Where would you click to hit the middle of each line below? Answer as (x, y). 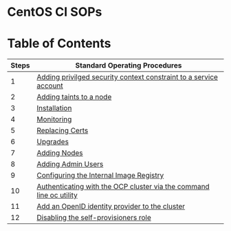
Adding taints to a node (74, 97)
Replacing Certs (63, 130)
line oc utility (57, 195)
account (50, 86)
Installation (54, 108)
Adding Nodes (60, 153)
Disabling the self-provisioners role (94, 218)
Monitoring (54, 119)
